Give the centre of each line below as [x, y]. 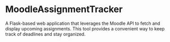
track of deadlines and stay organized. [45, 34]
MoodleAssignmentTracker [64, 9]
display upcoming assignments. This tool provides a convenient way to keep [85, 28]
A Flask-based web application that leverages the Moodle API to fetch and [83, 23]
